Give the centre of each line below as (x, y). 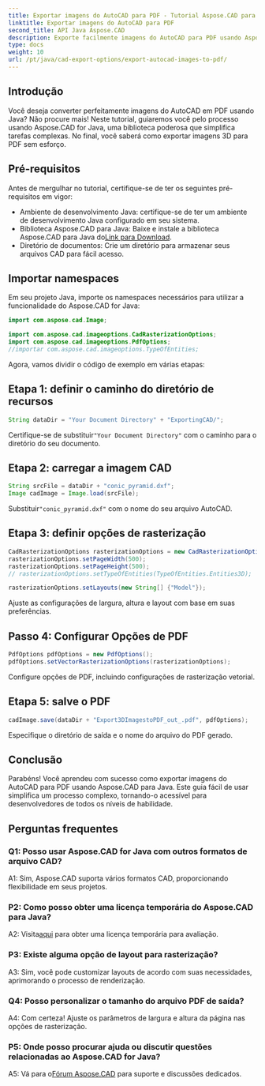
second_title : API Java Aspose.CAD (67, 30)
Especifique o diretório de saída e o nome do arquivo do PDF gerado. (121, 735)
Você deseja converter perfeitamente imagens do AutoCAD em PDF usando (131, 111)
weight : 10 (26, 52)
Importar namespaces (64, 278)
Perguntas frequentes (63, 829)
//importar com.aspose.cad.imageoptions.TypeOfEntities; (104, 349)
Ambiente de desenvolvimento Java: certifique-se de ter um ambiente (133, 212)
